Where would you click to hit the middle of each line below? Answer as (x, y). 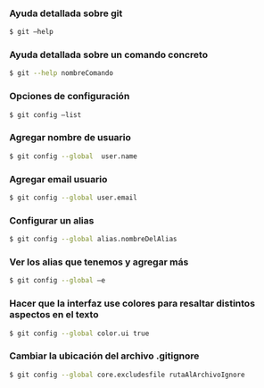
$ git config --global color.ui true (79, 333)
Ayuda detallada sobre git (66, 13)
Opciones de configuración (70, 97)
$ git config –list (45, 114)
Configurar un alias (52, 220)
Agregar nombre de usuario (70, 138)
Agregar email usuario (58, 179)
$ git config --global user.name (74, 156)
